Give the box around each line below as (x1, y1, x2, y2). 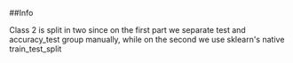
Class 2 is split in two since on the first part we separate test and (9, 25, 246, 35)
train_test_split (9, 43, 62, 54)
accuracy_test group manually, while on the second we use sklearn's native (9, 35, 285, 44)
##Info (9, 8, 34, 18)
